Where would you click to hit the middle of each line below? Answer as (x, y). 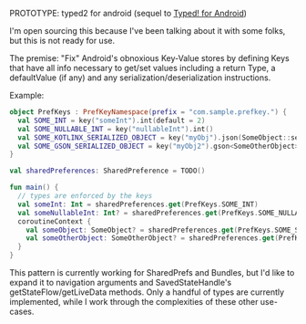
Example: (27, 95)
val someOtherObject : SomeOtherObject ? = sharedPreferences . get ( (153, 238)
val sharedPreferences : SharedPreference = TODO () (107, 171)
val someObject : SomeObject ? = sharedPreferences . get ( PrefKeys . (150, 230)
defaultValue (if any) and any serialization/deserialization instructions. (140, 78)
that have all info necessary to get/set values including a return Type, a (143, 68)
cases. (22, 311)
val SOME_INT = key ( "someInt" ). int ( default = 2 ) (112, 120)
